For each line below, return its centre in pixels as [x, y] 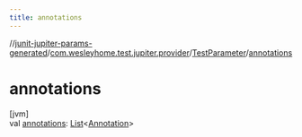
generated [28, 52]
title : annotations [46, 17]
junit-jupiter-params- [53, 43]
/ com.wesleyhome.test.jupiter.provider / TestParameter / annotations [170, 52]
